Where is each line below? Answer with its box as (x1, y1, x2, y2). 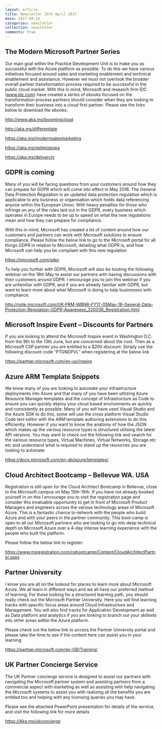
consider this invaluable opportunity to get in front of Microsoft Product (5, 499, 148, 505)
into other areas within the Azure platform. (5, 617, 90, 623)
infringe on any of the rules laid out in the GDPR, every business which (5, 207, 146, 213)
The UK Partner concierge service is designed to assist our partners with (5, 674, 151, 679)
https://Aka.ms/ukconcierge (5, 718, 61, 724)
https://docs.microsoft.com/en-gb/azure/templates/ (5, 457, 109, 463)
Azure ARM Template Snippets (5, 372, 100, 381)
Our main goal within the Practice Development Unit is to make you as (5, 60, 145, 66)
